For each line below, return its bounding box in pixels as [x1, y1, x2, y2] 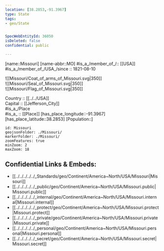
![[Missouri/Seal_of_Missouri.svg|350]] [5, 80, 83, 86]
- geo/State [5, 21, 29, 26]
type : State [5, 12, 29, 17]
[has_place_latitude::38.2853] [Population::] [5, 116, 93, 122]
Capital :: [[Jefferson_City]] [5, 100, 60, 106]
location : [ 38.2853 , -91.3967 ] [5, 7, 67, 12]
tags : [5, 16, 16, 21]
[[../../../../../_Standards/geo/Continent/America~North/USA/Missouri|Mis [12, 173, 158, 179]
